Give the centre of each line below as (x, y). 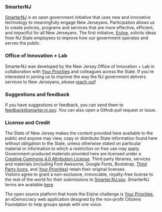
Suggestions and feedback (37, 94)
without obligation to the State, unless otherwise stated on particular (73, 144)
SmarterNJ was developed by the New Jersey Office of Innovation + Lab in (80, 66)
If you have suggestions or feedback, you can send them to (64, 105)
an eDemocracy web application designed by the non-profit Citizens (73, 199)
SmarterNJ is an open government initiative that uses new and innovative (78, 17)
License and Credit (28, 122)
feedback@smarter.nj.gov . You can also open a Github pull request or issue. (81, 110)
